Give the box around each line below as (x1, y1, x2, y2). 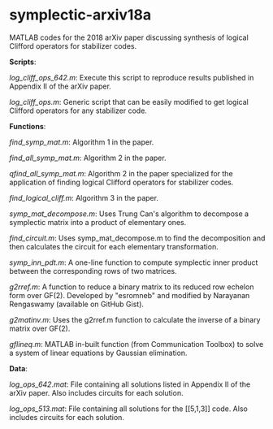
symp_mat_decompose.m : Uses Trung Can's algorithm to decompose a (9, 209, 249, 219)
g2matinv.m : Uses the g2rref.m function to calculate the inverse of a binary (9, 314, 261, 324)
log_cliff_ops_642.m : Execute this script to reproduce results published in (9, 72, 254, 82)
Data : (9, 363, 28, 373)
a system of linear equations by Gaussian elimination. (9, 348, 188, 357)
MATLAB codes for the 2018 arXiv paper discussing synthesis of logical (9, 32, 249, 42)
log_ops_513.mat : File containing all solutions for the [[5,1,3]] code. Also (9, 404, 249, 414)
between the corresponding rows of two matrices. (9, 266, 177, 275)
